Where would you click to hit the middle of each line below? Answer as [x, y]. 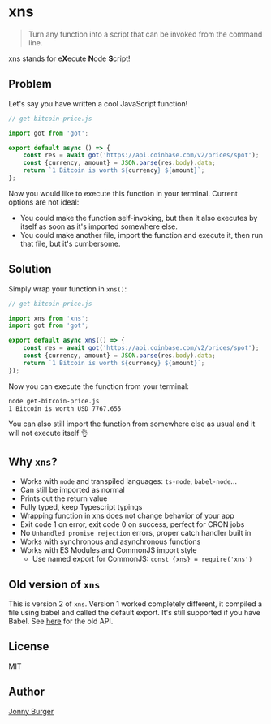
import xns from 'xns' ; [49, 318]
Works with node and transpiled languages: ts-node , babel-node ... [129, 481]
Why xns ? [33, 461]
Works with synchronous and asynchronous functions [110, 541]
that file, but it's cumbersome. [70, 243]
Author [26, 692]
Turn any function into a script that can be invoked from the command [145, 34]
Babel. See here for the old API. [61, 621]
